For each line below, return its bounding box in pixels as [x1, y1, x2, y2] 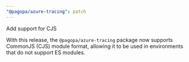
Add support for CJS [6, 25, 57, 32]
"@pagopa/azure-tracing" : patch [6, 8, 86, 15]
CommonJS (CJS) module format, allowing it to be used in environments [6, 43, 183, 50]
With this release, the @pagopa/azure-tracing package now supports [6, 36, 174, 43]
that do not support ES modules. [6, 48, 86, 56]
